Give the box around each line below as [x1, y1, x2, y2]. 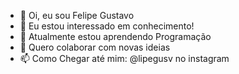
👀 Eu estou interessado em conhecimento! [19, 20, 195, 32]
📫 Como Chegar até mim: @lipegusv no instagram [19, 53, 230, 64]
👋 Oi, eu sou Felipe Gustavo [19, 10, 135, 21]
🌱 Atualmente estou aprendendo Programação [19, 31, 212, 42]
